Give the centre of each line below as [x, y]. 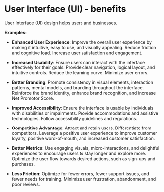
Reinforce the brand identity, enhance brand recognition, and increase [84, 93]
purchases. [23, 164]
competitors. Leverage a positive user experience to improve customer [84, 133]
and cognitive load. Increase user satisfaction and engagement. [77, 53]
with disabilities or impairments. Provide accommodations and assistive [85, 113]
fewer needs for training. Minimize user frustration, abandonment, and [84, 179]
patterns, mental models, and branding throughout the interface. [78, 87]
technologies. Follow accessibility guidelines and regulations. [75, 118]
